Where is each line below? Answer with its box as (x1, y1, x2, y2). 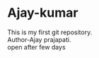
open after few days (7, 43, 66, 51)
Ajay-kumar (7, 5, 79, 21)
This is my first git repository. (7, 28, 93, 36)
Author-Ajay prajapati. (7, 35, 71, 43)
